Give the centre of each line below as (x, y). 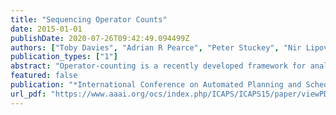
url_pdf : (28, 94)
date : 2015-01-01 (46, 29)
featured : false (44, 76)
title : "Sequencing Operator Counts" (89, 19)
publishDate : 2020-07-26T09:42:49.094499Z (100, 38)
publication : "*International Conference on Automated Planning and (156, 85)
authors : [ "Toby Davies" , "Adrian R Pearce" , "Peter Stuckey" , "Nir (156, 47)
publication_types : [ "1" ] (64, 57)
